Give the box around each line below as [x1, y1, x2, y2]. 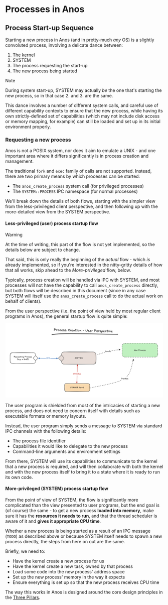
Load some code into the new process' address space [12, 568, 125, 574]
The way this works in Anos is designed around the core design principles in [5, 589, 163, 595]
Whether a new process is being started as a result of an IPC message [5, 528, 151, 534]
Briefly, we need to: [5, 548, 46, 554]
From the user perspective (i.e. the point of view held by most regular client [5, 308, 161, 314]
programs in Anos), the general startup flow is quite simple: [5, 313, 128, 319]
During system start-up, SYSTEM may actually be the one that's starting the [5, 87, 162, 93]
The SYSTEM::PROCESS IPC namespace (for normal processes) [12, 188, 138, 194]
